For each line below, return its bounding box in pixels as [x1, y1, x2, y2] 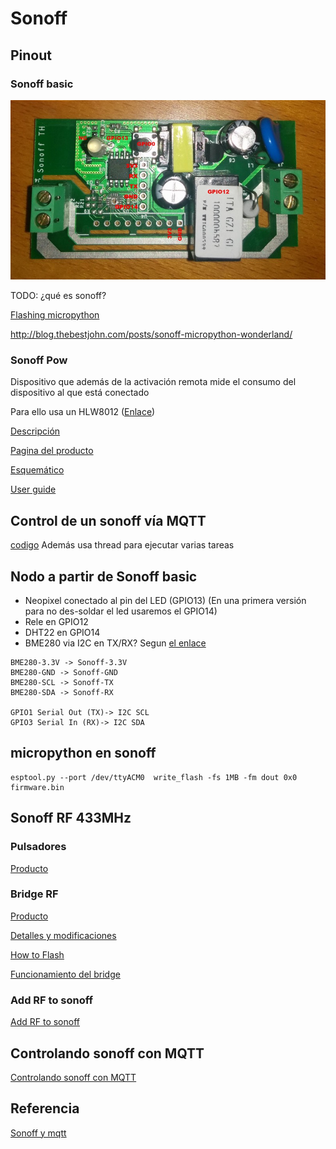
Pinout [10, 47, 53, 64]
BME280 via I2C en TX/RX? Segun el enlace [24, 637, 207, 649]
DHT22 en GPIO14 [24, 627, 101, 639]
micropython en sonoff [10, 745, 157, 762]
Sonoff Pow [10, 353, 68, 367]
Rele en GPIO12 [24, 616, 89, 628]
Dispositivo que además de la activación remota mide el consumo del [10, 376, 297, 388]
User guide [10, 483, 57, 496]
